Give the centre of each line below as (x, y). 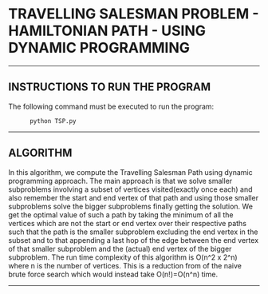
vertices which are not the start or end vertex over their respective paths (128, 223)
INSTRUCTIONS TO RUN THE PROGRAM (110, 87)
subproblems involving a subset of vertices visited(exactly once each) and (130, 189)
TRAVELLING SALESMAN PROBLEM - (134, 14)
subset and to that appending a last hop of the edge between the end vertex (134, 240)
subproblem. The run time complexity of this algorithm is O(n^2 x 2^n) (123, 257)
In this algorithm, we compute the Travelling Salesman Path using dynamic (130, 172)
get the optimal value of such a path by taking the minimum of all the (121, 215)
